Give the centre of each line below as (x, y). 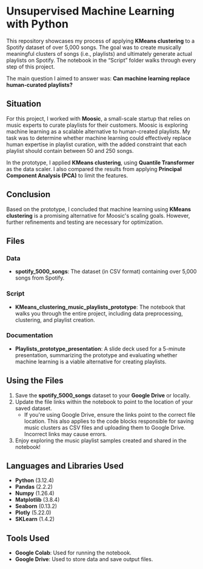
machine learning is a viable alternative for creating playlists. (91, 362)
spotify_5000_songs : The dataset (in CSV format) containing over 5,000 (106, 272)
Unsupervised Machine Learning (90, 11)
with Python (37, 24)
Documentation (30, 335)
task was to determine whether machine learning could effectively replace (99, 138)
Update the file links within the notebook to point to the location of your (104, 402)
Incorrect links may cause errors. (65, 434)
